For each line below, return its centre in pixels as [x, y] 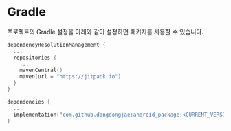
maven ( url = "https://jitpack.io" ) [70, 77]
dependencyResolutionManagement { [57, 45]
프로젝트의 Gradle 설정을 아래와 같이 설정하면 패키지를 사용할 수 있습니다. [106, 32]
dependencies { [29, 102]
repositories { [35, 58]
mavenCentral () [41, 70]
